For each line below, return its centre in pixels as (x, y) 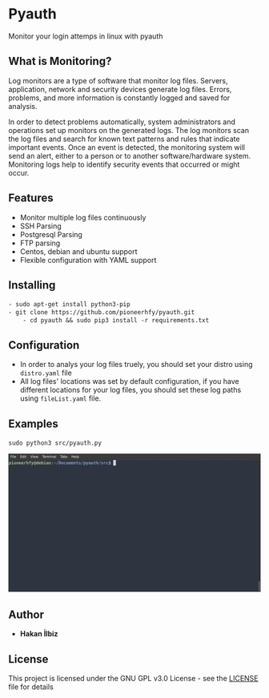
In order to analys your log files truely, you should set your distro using (136, 365)
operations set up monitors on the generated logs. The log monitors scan (129, 130)
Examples (33, 424)
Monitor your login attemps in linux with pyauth (86, 36)
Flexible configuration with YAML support (88, 260)
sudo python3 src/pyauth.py (55, 443)
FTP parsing (40, 243)
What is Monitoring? (60, 61)
